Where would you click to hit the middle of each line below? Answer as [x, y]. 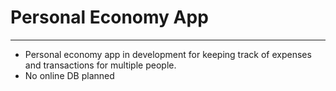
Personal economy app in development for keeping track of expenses [168, 54]
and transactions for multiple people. [100, 65]
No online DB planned [69, 75]
